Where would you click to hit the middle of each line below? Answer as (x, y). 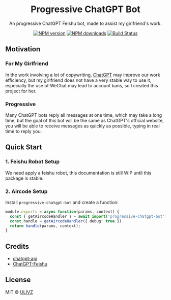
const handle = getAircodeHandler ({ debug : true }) (66, 221)
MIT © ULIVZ (19, 292)
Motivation (23, 49)
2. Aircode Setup (26, 191)
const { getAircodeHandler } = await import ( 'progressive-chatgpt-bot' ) (89, 216)
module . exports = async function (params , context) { (62, 212)
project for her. (21, 91)
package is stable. (24, 178)
